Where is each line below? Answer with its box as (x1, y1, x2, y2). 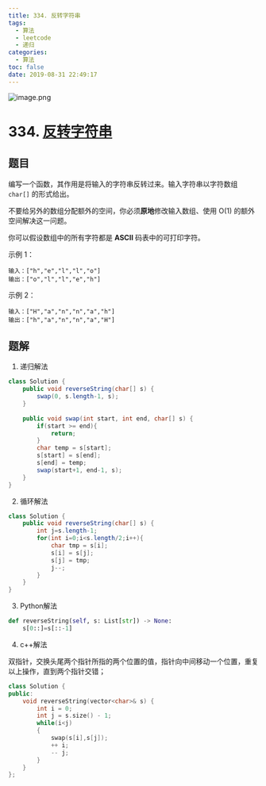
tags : (8, 19, 26, 27)
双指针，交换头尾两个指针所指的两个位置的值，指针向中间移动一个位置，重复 (8, 656, 259, 666)
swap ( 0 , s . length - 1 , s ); (37, 393, 119, 401)
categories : (8, 48, 48, 56)
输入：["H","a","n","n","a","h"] (8, 307, 115, 316)
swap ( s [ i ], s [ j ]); (50, 734, 109, 742)
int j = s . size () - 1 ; (37, 711, 112, 720)
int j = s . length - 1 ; (37, 527, 98, 535)
